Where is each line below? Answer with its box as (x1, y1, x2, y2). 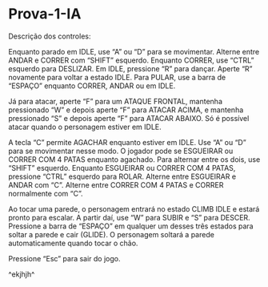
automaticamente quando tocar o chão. (8, 238, 138, 248)
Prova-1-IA (8, 5, 82, 23)
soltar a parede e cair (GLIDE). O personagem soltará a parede (8, 229, 214, 239)
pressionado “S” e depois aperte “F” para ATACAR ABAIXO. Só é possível (8, 113, 250, 123)
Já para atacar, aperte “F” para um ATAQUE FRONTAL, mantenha (8, 96, 222, 106)
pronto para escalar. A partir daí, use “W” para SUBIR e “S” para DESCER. (8, 212, 250, 222)
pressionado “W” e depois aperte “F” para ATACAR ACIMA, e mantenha (8, 105, 244, 115)
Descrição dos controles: (8, 31, 91, 41)
